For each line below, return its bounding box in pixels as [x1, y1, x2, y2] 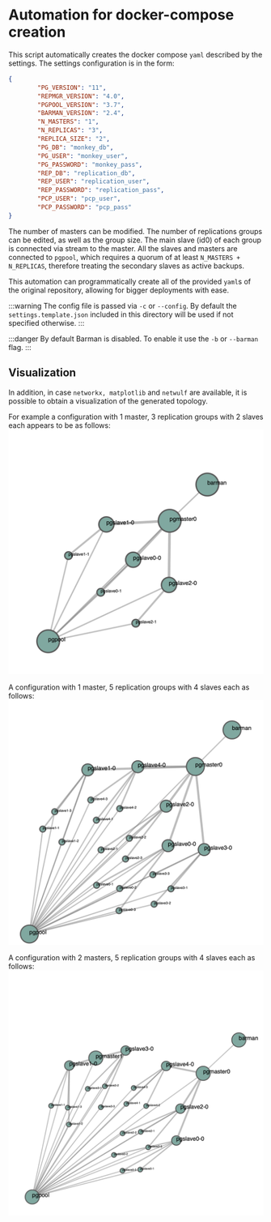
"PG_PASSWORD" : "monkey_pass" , [37, 160, 143, 169]
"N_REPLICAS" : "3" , [37, 126, 104, 135]
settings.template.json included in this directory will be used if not [8, 310, 234, 319]
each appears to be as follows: [8, 420, 111, 430]
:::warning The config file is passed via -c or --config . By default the [8, 301, 237, 310]
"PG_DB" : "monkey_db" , [37, 143, 114, 152]
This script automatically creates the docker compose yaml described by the [8, 49, 263, 59]
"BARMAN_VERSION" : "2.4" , [37, 109, 125, 117]
